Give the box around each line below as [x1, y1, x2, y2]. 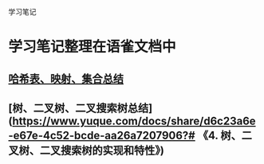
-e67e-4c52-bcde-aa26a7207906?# [8, 128, 195, 142]
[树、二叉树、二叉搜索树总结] [8, 101, 153, 115]
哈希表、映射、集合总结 [8, 72, 124, 85]
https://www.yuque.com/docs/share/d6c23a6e [11, 114, 257, 127]
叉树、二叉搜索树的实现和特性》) [8, 143, 165, 157]
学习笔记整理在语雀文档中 [8, 38, 177, 56]
